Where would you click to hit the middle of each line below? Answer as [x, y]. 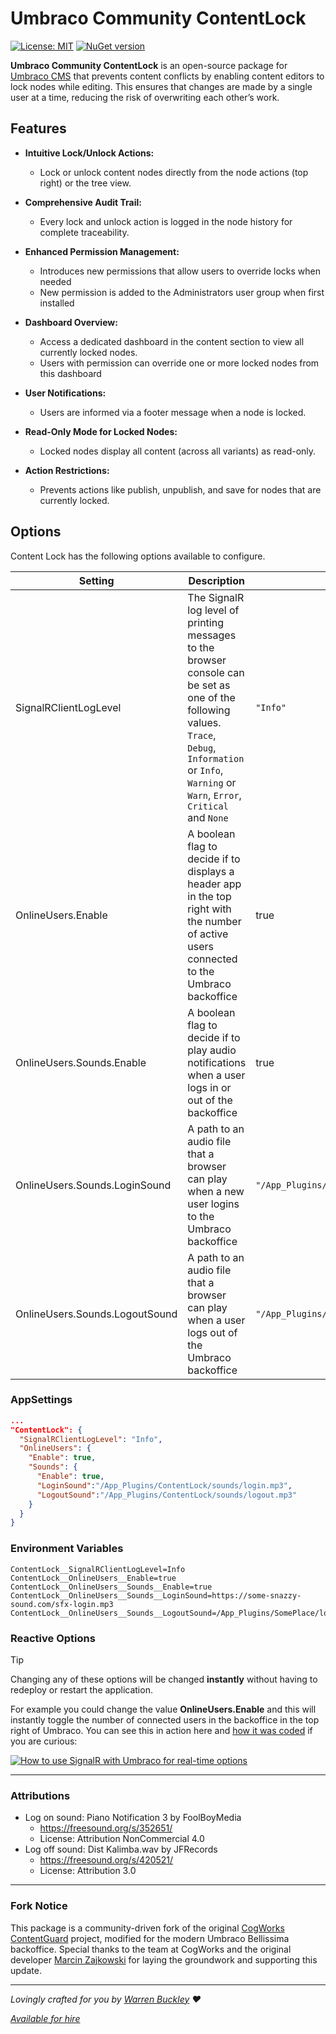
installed [57, 303]
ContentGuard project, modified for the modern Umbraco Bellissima [150, 1938]
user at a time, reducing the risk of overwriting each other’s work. [145, 97]
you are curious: [44, 1741]
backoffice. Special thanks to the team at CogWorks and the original [151, 1949]
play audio [212, 1050]
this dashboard [70, 373]
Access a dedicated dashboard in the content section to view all [172, 341]
